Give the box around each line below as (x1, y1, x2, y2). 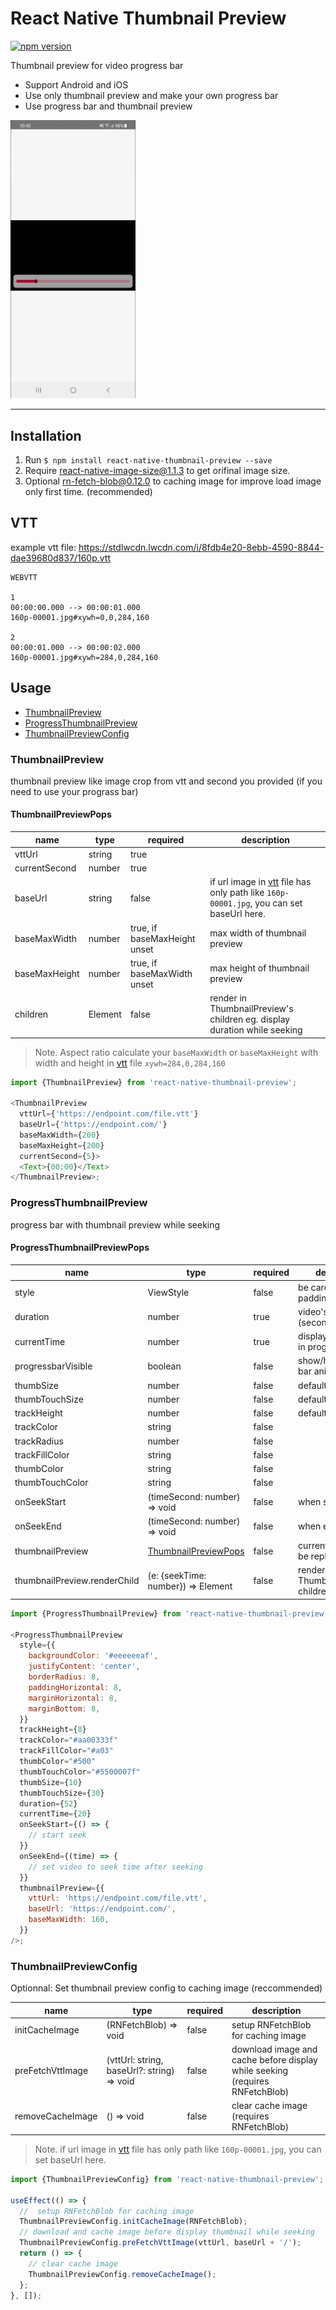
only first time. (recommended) (24, 485, 153, 497)
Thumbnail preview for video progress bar (10, 59, 184, 71)
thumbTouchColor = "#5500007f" (19, 1767, 141, 1777)
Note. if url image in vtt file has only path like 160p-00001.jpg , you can (34, 2143, 322, 2155)
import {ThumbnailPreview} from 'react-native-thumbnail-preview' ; (10, 1077, 298, 1087)
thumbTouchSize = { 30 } (19, 1788, 105, 1798)
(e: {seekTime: (147, 1569, 207, 1581)
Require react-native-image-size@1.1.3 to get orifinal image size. (24, 464, 291, 476)
